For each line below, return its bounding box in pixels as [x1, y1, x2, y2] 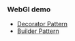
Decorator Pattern [16, 20, 68, 28]
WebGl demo [7, 5, 51, 14]
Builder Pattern [16, 27, 59, 35]
